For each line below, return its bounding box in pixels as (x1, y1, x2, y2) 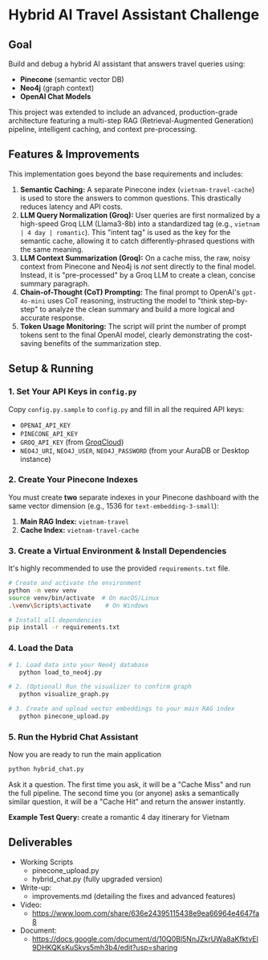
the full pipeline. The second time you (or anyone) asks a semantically (8, 789, 240, 798)
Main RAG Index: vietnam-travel (19, 517, 130, 526)
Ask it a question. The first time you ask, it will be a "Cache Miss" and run (8, 780, 251, 789)
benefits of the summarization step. (43, 338, 162, 348)
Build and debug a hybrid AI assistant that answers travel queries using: (8, 59, 246, 68)
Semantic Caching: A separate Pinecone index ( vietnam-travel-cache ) (19, 184, 255, 194)
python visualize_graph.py (18, 690, 110, 698)
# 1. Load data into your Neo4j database (8, 661, 149, 669)
